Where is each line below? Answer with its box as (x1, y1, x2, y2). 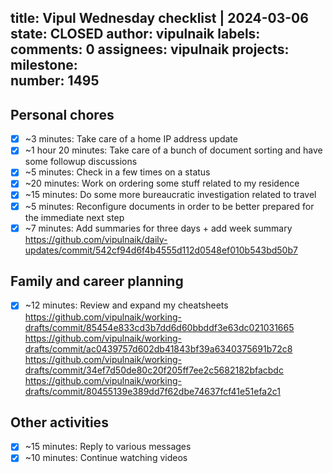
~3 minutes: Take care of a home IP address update (24, 133, 238, 145)
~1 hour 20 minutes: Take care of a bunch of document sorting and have (24, 144, 323, 156)
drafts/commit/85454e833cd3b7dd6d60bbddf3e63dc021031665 (24, 321, 295, 333)
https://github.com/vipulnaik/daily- (24, 233, 168, 245)
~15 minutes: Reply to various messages (24, 441, 192, 453)
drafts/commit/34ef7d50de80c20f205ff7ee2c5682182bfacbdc (24, 364, 284, 376)
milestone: (10, 57, 78, 74)
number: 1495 (10, 72, 100, 90)
